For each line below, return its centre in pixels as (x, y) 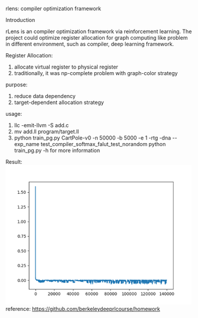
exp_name (27, 144)
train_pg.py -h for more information (57, 150)
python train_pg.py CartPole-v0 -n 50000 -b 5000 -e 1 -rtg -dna (92, 138)
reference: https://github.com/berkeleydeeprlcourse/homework (83, 309)
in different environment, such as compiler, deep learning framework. (90, 44)
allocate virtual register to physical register (66, 67)
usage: (14, 114)
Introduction (20, 20)
